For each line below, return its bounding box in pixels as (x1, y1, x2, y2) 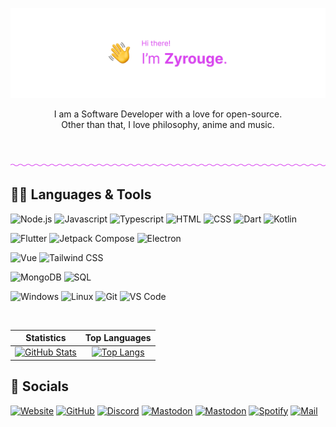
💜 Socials (10, 378, 70, 395)
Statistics (25, 332, 67, 344)
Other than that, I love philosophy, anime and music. (61, 118, 275, 130)
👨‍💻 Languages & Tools (10, 186, 152, 203)
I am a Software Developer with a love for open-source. (53, 108, 283, 120)
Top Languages (84, 332, 152, 344)
